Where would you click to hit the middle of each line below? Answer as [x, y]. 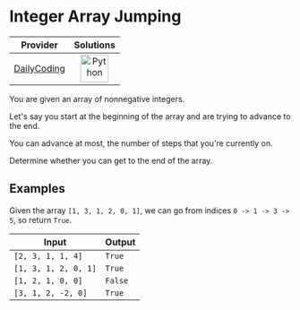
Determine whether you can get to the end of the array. [111, 160]
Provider [39, 45]
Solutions [95, 45]
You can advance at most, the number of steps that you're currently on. [141, 143]
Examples [37, 189]
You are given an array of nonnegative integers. [97, 99]
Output [120, 242]
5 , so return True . [41, 220]
